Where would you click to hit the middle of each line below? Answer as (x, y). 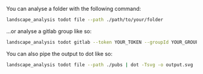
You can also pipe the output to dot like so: (60, 54)
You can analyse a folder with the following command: (74, 9)
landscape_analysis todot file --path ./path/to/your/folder (85, 20)
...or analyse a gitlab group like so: (49, 31)
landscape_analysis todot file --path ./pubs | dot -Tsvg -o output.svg (100, 65)
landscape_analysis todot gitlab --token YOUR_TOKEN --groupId (88, 42)
